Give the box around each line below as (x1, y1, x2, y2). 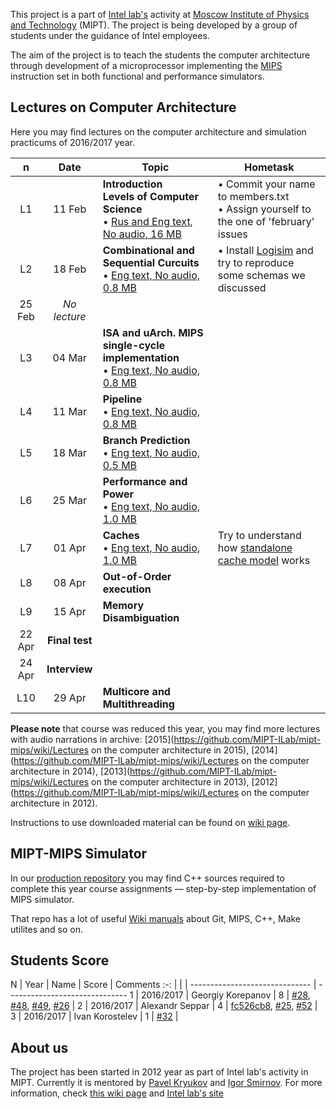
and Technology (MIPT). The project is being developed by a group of (10, 19, 298, 31)
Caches (102, 528, 140, 542)
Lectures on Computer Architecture (10, 99, 237, 116)
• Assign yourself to (217, 202, 312, 216)
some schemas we (217, 268, 306, 282)
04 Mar (52, 350, 87, 364)
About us (10, 1039, 69, 1056)
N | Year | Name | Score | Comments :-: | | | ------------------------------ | (10, 979, 317, 991)
